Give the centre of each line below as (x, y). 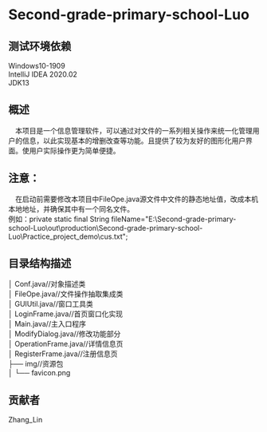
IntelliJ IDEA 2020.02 (43, 74)
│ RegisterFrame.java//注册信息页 (63, 354)
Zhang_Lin (26, 420)
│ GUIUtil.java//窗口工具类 (51, 304)
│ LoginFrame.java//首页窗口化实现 (66, 314)
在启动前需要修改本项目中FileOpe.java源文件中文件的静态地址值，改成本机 (137, 199)
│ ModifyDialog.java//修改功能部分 (65, 334)
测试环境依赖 (40, 46)
